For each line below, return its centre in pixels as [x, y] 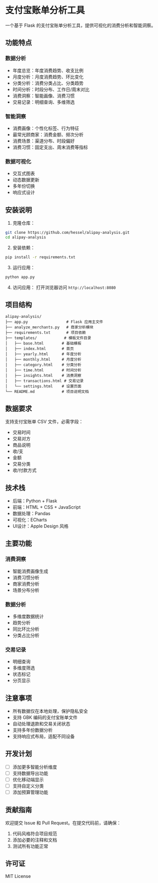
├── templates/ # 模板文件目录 [48, 338]
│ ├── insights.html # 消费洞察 [43, 376]
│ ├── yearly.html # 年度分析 [43, 354]
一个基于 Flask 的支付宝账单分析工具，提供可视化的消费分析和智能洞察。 [81, 25]
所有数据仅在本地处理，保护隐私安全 [50, 711]
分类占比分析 [26, 635]
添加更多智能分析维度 [35, 767]
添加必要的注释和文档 [35, 840]
